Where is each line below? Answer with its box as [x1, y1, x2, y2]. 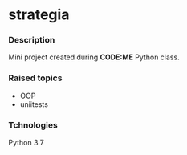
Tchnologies [8, 119, 58, 130]
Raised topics [8, 72, 63, 84]
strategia [8, 6, 70, 24]
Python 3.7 [8, 138, 44, 148]
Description [8, 35, 55, 46]
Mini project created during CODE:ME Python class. [8, 52, 180, 62]
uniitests [19, 99, 48, 109]
